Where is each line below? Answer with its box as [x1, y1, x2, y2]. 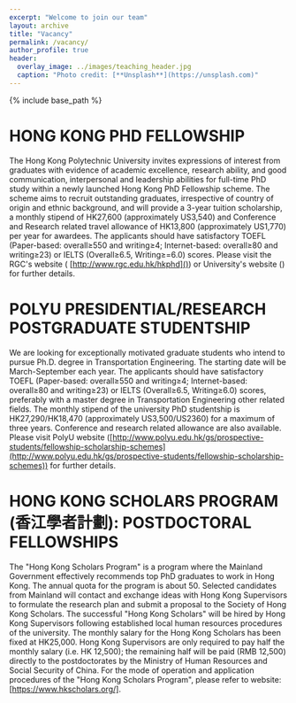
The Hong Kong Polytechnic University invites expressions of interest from [9, 155, 281, 166]
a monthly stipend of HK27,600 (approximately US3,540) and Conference [9, 212, 277, 222]
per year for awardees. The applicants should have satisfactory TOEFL [9, 230, 267, 241]
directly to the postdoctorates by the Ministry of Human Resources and [9, 655, 268, 666]
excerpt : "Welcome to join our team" [9, 12, 148, 22]
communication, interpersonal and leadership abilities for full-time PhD [9, 174, 267, 184]
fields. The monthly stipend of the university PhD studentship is [9, 404, 240, 414]
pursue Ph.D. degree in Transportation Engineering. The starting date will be [9, 356, 287, 367]
